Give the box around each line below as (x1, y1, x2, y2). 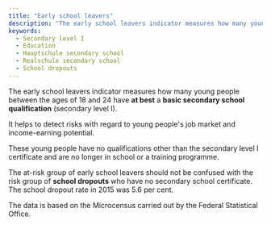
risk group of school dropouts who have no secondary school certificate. (8, 176, 252, 185)
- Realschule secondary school (15, 57, 121, 65)
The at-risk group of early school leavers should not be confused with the (8, 167, 254, 177)
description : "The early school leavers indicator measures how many (8, 19, 248, 27)
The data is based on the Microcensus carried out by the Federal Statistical (8, 200, 258, 210)
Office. (8, 209, 31, 219)
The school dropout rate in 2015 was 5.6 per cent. (8, 185, 174, 194)
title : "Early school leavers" (8, 11, 114, 20)
